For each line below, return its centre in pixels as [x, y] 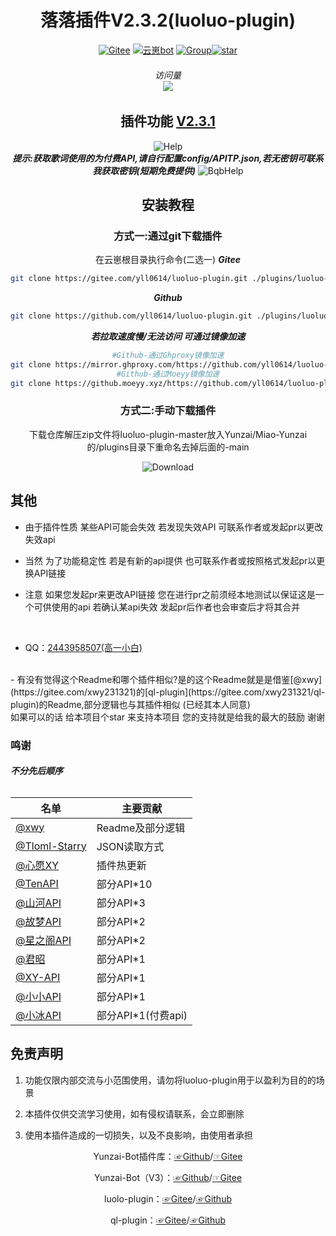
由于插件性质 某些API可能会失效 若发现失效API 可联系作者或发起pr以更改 [174, 527]
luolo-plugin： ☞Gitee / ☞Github [168, 1198]
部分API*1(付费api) [142, 1015]
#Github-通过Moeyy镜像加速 [168, 374]
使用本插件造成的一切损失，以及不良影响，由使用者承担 [138, 1135]
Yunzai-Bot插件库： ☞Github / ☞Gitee [168, 1156]
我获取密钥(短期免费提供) [144, 170]
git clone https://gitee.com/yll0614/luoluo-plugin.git [129, 279]
